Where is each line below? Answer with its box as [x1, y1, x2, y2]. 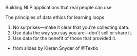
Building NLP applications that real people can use [5, 5, 112, 10]
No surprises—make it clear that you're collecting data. [12, 24, 130, 30]
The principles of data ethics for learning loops [5, 14, 105, 20]
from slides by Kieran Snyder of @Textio [12, 45, 99, 51]
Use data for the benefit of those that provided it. [12, 35, 116, 41]
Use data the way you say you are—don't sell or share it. [12, 30, 132, 35]
